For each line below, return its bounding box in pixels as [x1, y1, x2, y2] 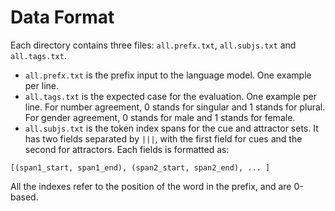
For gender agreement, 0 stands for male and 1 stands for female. [24, 111, 296, 123]
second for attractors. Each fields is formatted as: [24, 143, 230, 155]
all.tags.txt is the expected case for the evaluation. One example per [24, 90, 317, 102]
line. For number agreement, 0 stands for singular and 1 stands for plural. [24, 101, 326, 113]
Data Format [10, 6, 115, 29]
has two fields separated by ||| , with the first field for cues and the [24, 132, 303, 145]
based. [10, 191, 39, 203]
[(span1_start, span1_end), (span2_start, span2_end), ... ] [10, 162, 271, 173]
